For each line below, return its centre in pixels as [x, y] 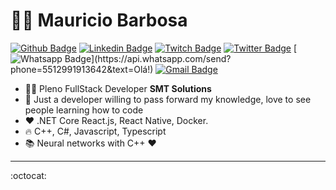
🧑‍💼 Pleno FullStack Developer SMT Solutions [118, 88]
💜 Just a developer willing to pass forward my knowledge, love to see [168, 99]
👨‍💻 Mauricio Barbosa [99, 20]
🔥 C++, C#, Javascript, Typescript [95, 131]
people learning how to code [84, 110]
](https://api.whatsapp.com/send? [161, 58]
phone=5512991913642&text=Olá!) [82, 69]
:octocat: [28, 175]
